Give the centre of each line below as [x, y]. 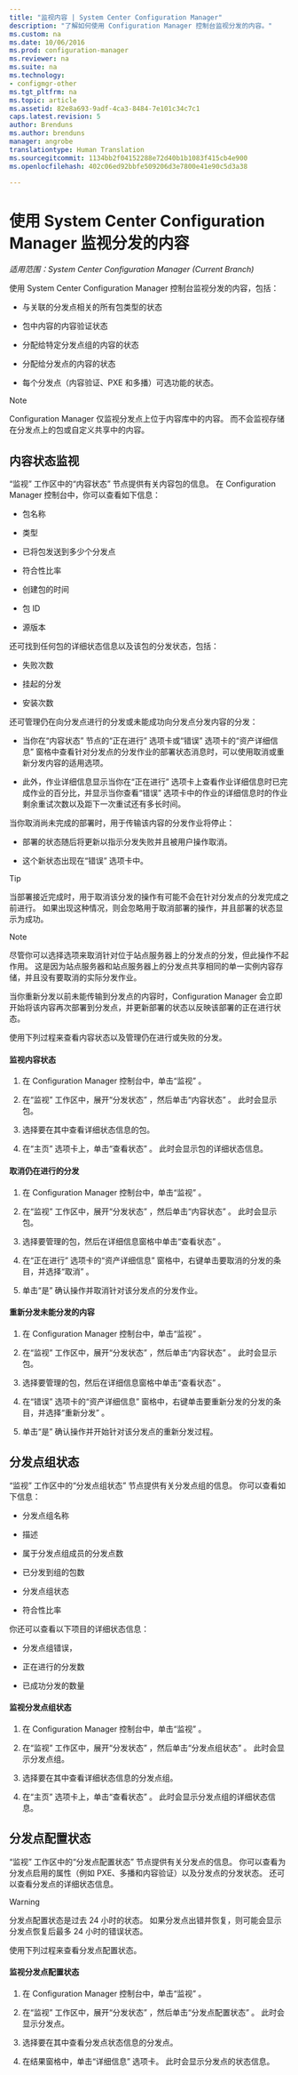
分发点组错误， [49, 1647]
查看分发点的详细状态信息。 [67, 1884]
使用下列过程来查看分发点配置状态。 [75, 1950]
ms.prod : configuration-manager [69, 51]
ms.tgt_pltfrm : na [43, 92]
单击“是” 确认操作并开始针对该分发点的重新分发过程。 [120, 1431]
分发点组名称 [45, 1515]
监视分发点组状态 [40, 1708]
